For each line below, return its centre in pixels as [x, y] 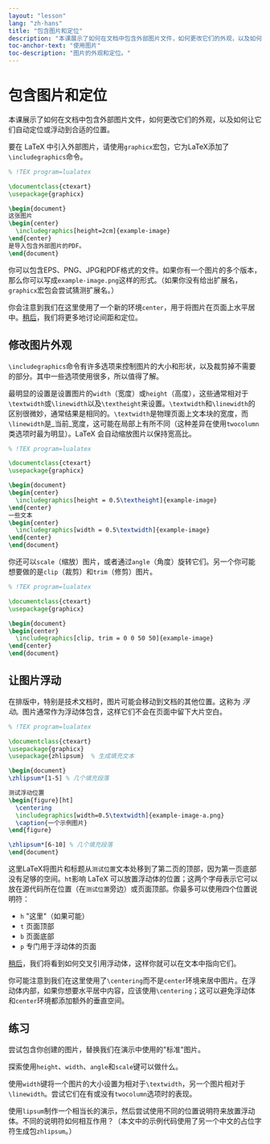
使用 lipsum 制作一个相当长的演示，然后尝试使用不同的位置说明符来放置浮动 [132, 1111]
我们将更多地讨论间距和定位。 [92, 317]
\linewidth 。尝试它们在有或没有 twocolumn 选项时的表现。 [102, 1093]
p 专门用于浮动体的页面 [58, 947]
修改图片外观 [40, 345]
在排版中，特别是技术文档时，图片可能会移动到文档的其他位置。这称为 [125, 701]
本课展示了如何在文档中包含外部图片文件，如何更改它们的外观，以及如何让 [131, 119]
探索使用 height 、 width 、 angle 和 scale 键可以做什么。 [96, 1066]
